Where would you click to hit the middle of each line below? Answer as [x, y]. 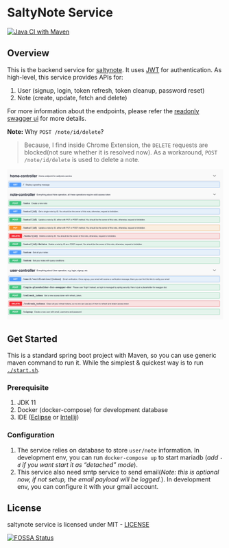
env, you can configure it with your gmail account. [88, 486]
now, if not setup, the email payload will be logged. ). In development [114, 479]
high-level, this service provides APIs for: [65, 77]
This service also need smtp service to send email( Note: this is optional [118, 472]
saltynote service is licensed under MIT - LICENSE [78, 525]
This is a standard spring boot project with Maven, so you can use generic [112, 355]
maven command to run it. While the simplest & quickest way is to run [105, 363]
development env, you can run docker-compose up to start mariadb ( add [118, 457]
